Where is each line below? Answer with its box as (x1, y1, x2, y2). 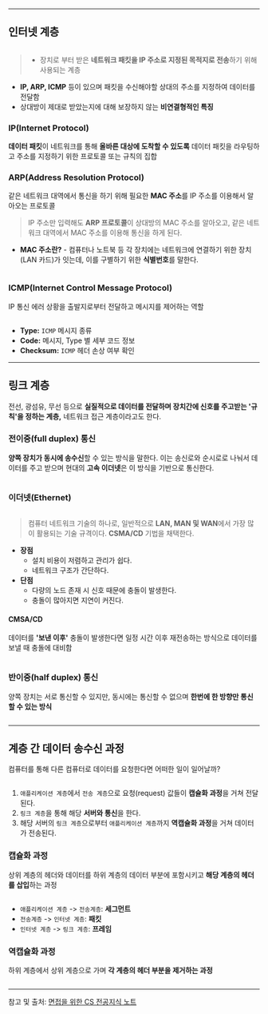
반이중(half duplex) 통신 (8, 672, 99, 683)
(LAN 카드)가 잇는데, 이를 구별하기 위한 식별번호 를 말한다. (19, 255, 199, 264)
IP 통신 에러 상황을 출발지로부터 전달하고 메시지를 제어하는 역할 (8, 301, 204, 311)
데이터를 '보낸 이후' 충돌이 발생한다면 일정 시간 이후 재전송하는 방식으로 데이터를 (8, 633, 258, 642)
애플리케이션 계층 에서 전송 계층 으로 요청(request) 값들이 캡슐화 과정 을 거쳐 (19, 789, 244, 798)
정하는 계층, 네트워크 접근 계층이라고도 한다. (25, 412, 162, 421)
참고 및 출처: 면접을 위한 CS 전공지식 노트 (8, 997, 137, 1007)
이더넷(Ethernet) (8, 491, 72, 503)
